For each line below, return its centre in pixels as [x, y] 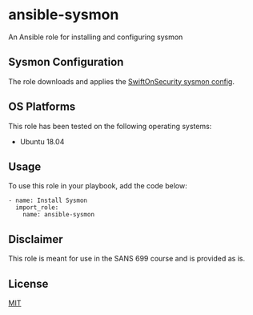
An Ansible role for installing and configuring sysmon [96, 37]
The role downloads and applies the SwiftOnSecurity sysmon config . [121, 81]
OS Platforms [42, 107]
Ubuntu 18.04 [42, 141]
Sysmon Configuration [66, 62]
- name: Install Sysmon [48, 201]
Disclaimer [36, 239]
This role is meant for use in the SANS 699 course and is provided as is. [127, 259]
